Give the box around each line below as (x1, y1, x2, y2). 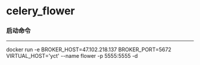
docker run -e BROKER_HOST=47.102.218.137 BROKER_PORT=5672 (6, 46, 171, 53)
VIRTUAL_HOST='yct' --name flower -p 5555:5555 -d (6, 52, 138, 60)
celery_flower (6, 4, 76, 18)
